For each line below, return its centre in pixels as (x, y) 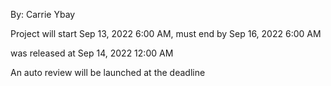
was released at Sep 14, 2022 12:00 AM (92, 53)
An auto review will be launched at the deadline (108, 72)
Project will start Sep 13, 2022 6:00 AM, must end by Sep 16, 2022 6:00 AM (166, 33)
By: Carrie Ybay (43, 14)
